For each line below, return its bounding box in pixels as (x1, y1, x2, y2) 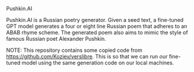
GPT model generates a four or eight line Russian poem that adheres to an (6, 23, 187, 30)
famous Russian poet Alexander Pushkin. (6, 35, 107, 42)
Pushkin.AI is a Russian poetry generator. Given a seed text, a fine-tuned (6, 17, 184, 23)
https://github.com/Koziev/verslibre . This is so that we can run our (6, 53, 168, 60)
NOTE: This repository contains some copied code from (6, 47, 142, 54)
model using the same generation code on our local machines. (21, 59, 174, 66)
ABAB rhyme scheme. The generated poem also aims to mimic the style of (6, 29, 188, 36)
